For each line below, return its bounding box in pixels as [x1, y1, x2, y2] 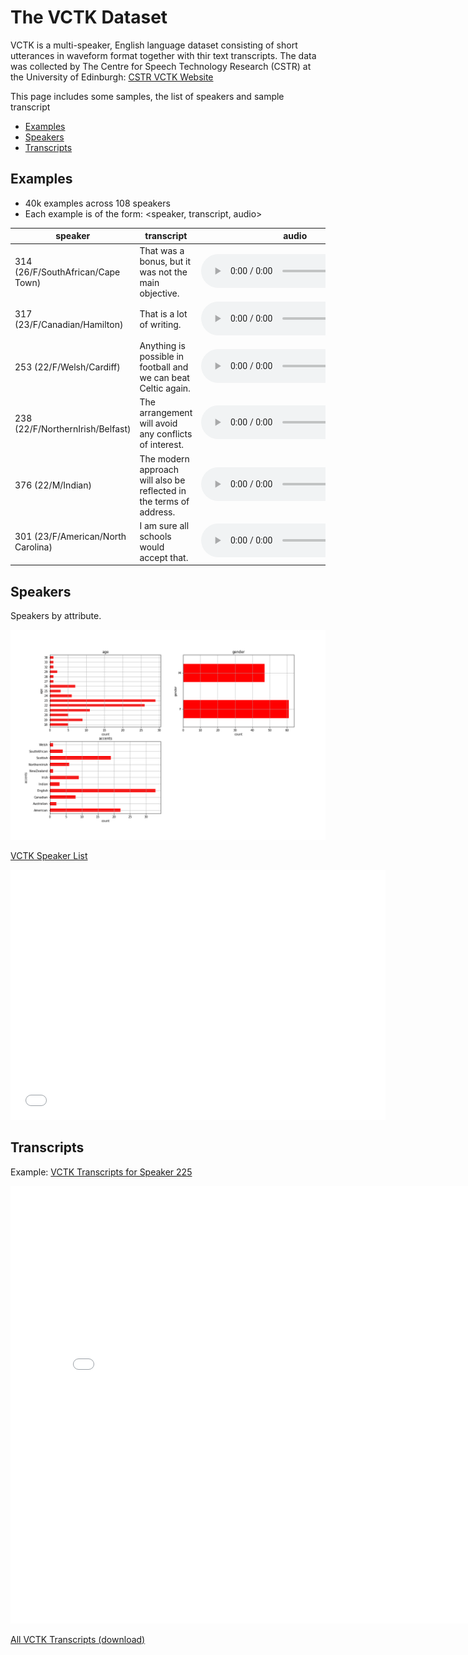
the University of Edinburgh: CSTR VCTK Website [10, 71, 214, 83]
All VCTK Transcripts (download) [10, 1633, 146, 1645]
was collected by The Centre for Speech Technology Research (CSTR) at [10, 60, 312, 72]
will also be [139, 474, 186, 486]
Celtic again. [139, 382, 191, 394]
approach [139, 463, 180, 475]
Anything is [139, 340, 186, 351]
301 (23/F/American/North [14, 530, 127, 542]
